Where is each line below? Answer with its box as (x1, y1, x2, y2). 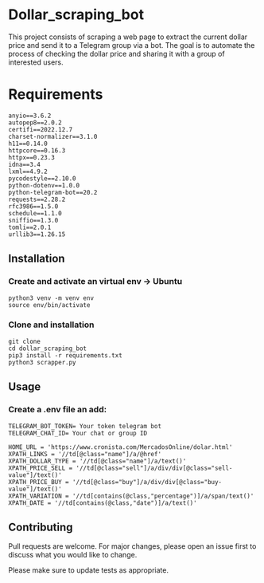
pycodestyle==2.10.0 (8, 174, 77, 183)
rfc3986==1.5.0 (8, 202, 59, 211)
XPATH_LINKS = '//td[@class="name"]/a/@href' (8, 450, 161, 458)
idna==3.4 (8, 160, 41, 168)
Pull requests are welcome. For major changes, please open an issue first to (8, 542, 257, 551)
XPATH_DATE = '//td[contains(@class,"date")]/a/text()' (8, 498, 197, 507)
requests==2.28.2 (8, 195, 66, 203)
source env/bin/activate (8, 301, 91, 309)
